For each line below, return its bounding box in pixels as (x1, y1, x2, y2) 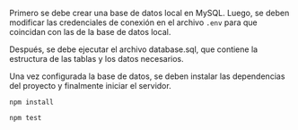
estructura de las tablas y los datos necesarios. (9, 54, 184, 64)
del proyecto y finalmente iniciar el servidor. (9, 81, 172, 91)
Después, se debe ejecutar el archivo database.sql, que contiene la (9, 44, 259, 55)
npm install (9, 98, 54, 107)
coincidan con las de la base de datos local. (9, 27, 171, 37)
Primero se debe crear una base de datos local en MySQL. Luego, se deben (9, 8, 290, 18)
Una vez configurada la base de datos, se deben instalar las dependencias (9, 71, 285, 82)
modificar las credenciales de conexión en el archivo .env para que (9, 17, 258, 28)
